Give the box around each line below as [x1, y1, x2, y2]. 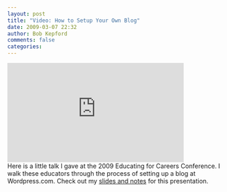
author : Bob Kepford [7, 30, 68, 37]
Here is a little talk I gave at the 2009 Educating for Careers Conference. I [7, 162, 221, 170]
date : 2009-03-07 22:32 [7, 23, 78, 30]
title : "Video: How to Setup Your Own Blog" [7, 17, 140, 24]
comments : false [7, 37, 55, 44]
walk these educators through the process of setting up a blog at [7, 169, 196, 177]
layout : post [7, 10, 46, 18]
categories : [7, 43, 42, 50]
